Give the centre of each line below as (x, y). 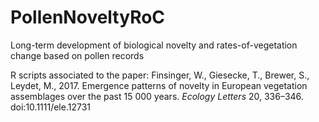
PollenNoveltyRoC (88, 17)
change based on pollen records (77, 55)
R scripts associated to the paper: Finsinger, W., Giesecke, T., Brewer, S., (160, 75)
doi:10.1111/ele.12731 (51, 107)
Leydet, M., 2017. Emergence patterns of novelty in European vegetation (159, 85)
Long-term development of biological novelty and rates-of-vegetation (154, 45)
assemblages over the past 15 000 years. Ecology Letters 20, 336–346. (157, 96)
